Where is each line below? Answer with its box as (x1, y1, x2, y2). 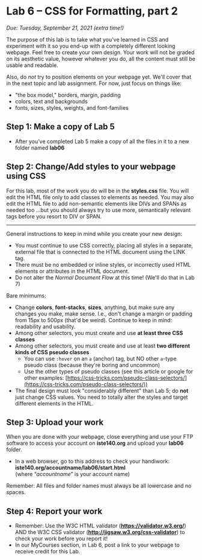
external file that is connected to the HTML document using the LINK (14, 248, 185, 255)
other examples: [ (23, 374, 68, 381)
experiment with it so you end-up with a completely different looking (6, 42, 176, 49)
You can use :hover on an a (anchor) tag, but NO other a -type (23, 355, 177, 362)
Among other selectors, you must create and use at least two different (14, 342, 191, 349)
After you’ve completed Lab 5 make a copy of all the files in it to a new (14, 138, 189, 145)
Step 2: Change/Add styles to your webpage (6, 162, 176, 172)
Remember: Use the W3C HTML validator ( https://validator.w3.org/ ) (14, 522, 186, 529)
